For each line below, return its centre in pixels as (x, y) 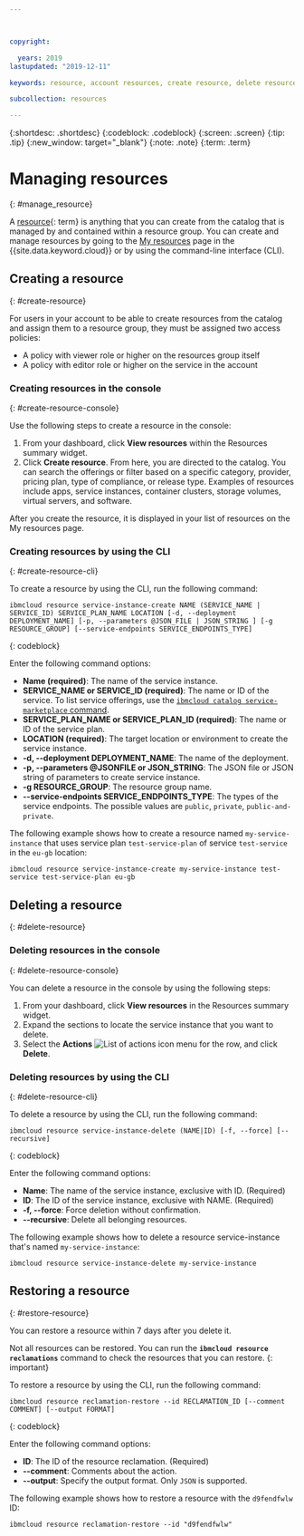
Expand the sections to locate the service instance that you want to (148, 1024)
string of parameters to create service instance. (111, 778)
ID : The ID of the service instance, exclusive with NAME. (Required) (148, 1200)
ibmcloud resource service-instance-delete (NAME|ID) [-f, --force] (141, 1130)
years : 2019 (40, 58)
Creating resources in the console (85, 388)
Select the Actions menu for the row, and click (150, 1044)
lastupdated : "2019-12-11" (60, 66)
